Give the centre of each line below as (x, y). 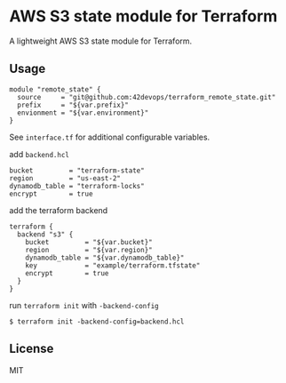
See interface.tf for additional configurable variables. (110, 137)
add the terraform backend (59, 210)
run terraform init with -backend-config (84, 305)
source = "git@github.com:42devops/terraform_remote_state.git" (147, 97)
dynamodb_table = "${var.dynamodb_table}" (105, 258)
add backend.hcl (39, 154)
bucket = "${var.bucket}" (89, 242)
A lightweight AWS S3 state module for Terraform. (101, 41)
